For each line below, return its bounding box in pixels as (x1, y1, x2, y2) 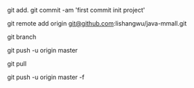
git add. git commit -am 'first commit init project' (7, 6, 145, 14)
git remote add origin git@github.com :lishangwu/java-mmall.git (7, 19, 187, 27)
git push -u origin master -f (7, 73, 85, 81)
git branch (7, 33, 37, 41)
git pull (7, 60, 27, 68)
